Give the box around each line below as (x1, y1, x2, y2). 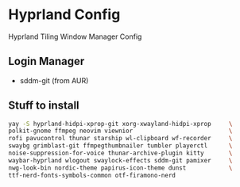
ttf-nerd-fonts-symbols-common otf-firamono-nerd (8, 171, 176, 179)
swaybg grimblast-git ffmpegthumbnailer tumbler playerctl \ (8, 142, 233, 150)
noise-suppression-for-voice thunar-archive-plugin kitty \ (8, 149, 233, 158)
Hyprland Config (8, 6, 121, 24)
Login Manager (8, 55, 85, 68)
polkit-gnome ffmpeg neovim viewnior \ (8, 127, 233, 135)
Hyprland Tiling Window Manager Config (8, 32, 142, 41)
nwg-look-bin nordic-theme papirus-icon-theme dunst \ (8, 164, 233, 172)
